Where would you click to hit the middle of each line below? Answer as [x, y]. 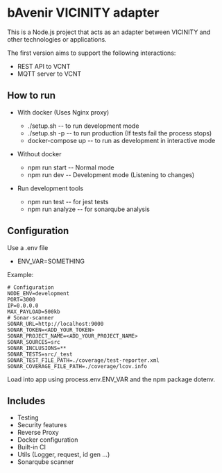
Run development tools [50, 188]
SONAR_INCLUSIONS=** [37, 348]
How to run [32, 96]
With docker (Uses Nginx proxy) [63, 112]
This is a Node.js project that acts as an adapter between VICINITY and [109, 32]
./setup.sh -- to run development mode [83, 126]
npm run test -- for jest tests [68, 201]
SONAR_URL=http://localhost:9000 [55, 324]
